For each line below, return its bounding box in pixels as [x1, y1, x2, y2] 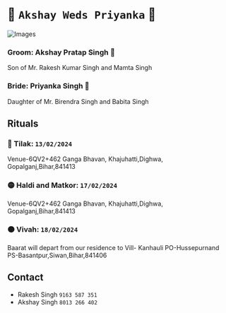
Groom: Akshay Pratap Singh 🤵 [7, 47, 115, 57]
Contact [7, 271, 44, 283]
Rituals [7, 117, 39, 129]
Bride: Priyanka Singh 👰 [7, 81, 90, 91]
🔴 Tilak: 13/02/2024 [7, 138, 73, 148]
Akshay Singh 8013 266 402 [17, 297, 97, 306]
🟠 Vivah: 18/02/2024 [7, 225, 78, 235]
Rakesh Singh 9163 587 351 [17, 290, 97, 299]
